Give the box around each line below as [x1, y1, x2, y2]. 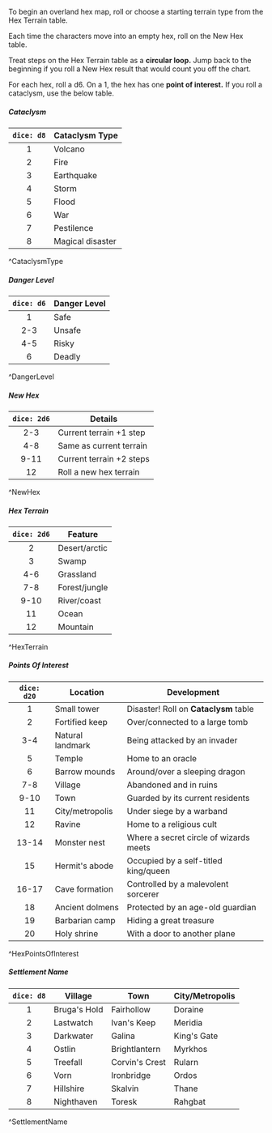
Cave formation [54, 883, 113, 894]
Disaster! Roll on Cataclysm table [126, 703, 254, 714]
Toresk [110, 1096, 138, 1107]
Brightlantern [110, 1043, 161, 1054]
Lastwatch [53, 1016, 94, 1028]
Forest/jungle [57, 581, 108, 593]
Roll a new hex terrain [57, 466, 140, 477]
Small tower [54, 703, 100, 714]
